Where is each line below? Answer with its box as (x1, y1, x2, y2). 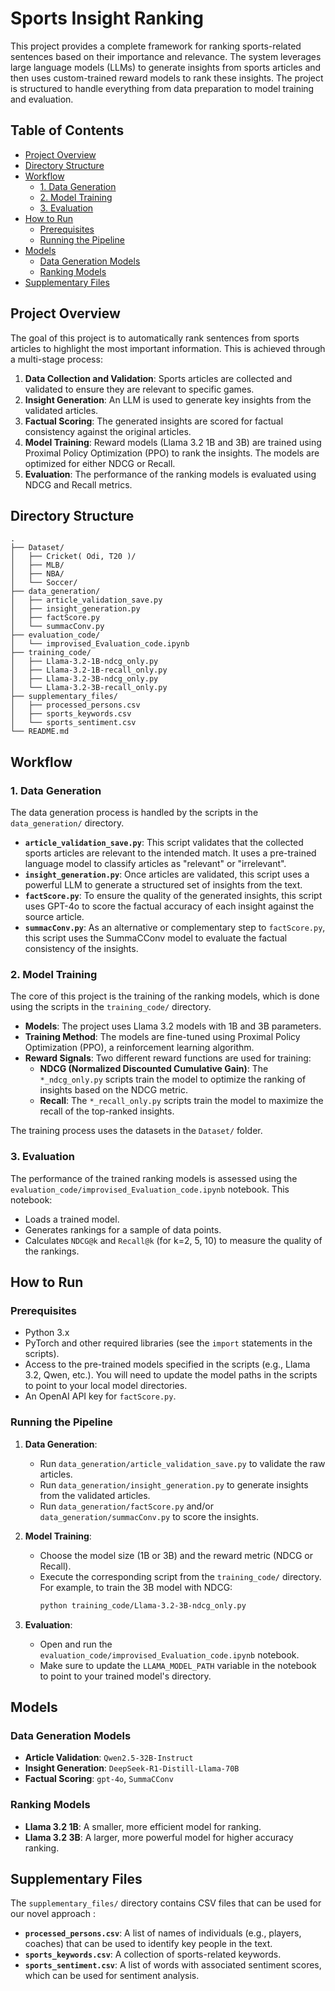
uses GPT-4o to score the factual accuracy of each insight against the (24, 900, 315, 912)
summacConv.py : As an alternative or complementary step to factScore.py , (24, 922, 326, 934)
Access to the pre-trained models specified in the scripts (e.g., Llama (24, 1358, 311, 1371)
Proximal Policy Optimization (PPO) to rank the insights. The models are (24, 447, 320, 459)
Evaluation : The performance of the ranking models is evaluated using (24, 468, 317, 480)
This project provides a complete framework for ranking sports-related (10, 40, 302, 52)
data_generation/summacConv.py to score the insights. (39, 1510, 259, 1522)
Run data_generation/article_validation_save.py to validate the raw (39, 1457, 326, 1469)
